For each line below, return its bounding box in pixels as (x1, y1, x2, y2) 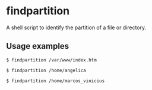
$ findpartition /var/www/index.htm (6, 57, 97, 63)
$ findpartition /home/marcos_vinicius (6, 77, 105, 84)
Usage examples (6, 41, 69, 51)
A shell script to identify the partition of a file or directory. (6, 24, 147, 31)
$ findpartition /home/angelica (6, 67, 86, 73)
